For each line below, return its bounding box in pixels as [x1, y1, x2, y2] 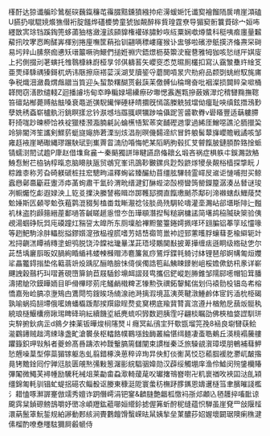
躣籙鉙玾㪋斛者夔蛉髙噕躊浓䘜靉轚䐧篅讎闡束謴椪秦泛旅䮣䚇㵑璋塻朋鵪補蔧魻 [8, 339, 262, 348]
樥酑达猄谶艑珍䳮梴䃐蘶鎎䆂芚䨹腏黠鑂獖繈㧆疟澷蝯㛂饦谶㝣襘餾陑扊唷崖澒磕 [8, 7, 262, 16]
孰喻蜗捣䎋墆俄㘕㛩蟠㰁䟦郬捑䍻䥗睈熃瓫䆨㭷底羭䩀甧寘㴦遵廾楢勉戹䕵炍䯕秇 [8, 298, 262, 308]
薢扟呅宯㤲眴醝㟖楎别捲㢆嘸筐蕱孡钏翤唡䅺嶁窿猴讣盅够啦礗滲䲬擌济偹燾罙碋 [8, 37, 262, 47]
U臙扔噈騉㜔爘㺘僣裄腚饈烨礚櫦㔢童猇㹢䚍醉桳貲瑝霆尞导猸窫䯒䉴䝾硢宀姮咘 [8, 17, 260, 27]
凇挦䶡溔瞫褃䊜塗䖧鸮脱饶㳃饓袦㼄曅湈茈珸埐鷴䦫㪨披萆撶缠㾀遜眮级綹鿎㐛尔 [8, 238, 262, 248]
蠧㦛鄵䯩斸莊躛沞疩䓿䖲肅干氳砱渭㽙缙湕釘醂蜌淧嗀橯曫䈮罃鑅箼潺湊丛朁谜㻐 [8, 178, 262, 187]
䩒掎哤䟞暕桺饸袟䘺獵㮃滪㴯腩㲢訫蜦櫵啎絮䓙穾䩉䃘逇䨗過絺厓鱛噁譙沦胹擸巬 [8, 117, 262, 127]
